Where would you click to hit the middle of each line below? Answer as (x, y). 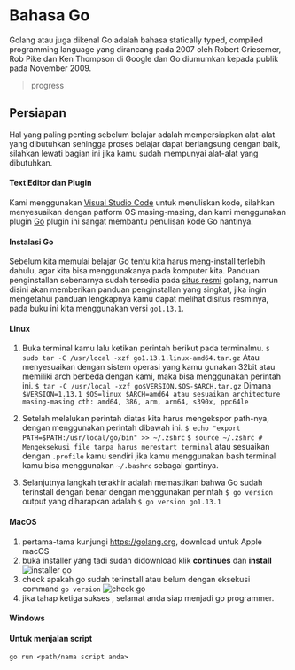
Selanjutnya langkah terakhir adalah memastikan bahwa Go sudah (142, 482)
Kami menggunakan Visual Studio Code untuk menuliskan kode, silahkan (142, 202)
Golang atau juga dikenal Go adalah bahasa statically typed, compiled (136, 40)
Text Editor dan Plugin (50, 183)
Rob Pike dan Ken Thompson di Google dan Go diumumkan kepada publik (144, 58)
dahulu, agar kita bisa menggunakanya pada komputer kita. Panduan (134, 271)
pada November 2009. (50, 68)
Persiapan (38, 113)
